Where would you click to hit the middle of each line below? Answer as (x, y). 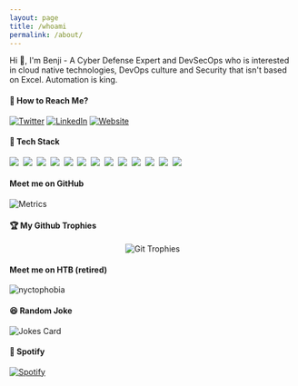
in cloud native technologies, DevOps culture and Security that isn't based (149, 70)
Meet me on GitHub (47, 183)
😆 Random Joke (41, 311)
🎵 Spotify (27, 351)
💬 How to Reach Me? (49, 100)
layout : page (34, 18)
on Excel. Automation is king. (64, 80)
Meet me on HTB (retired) (58, 270)
